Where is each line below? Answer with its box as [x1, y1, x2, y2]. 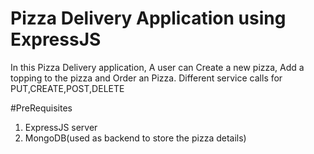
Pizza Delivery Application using [10, 7, 287, 30]
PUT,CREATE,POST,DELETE [10, 82, 125, 94]
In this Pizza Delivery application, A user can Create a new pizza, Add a [10, 61, 305, 73]
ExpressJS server [24, 121, 98, 133]
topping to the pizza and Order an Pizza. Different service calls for [10, 72, 283, 84]
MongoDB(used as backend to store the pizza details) [24, 132, 247, 144]
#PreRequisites [10, 102, 73, 114]
